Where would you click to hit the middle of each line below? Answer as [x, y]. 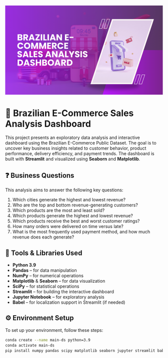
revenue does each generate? [43, 237]
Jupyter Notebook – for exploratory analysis [58, 297]
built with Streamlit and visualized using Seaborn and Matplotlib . [73, 159]
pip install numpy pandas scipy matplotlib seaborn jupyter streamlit [80, 350]
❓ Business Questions [40, 175]
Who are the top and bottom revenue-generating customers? [75, 205]
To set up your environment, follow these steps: [54, 330]
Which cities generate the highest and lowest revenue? [69, 200]
